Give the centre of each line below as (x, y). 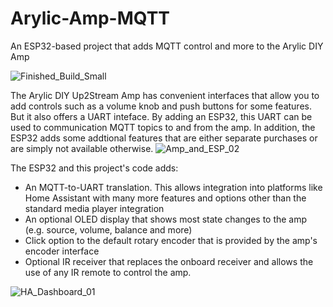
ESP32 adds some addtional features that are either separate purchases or (164, 138)
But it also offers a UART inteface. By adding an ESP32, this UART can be (161, 116)
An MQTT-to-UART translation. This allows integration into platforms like (173, 187)
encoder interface (62, 251)
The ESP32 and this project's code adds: (94, 168)
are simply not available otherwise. (82, 148)
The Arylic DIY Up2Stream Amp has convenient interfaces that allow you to (165, 95)
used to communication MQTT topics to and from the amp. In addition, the (163, 127)
